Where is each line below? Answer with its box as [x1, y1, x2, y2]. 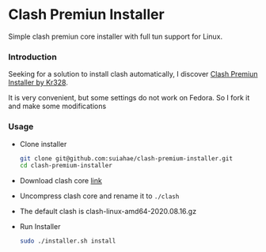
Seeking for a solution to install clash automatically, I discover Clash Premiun [8, 70, 259, 79]
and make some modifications [8, 101, 107, 111]
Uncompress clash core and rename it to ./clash [19, 191, 180, 201]
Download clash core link [19, 176, 103, 186]
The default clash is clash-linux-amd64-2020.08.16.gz [19, 207, 196, 216]
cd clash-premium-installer [19, 162, 112, 170]
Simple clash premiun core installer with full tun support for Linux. [8, 32, 223, 41]
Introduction [8, 51, 57, 62]
